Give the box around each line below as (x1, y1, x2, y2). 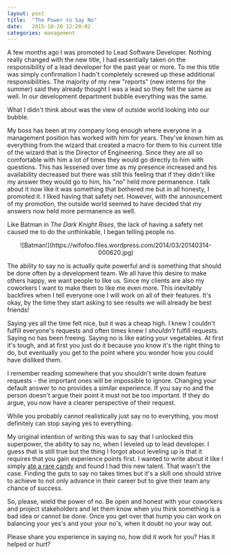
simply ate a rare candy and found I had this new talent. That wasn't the (7, 462, 211, 470)
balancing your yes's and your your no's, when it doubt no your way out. (7, 519, 213, 528)
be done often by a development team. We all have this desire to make (7, 269, 207, 277)
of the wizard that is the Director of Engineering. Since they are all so (7, 148, 203, 157)
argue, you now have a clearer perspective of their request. (7, 398, 176, 407)
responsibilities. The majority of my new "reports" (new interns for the (7, 77, 206, 86)
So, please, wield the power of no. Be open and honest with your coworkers (7, 498, 223, 506)
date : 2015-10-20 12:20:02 (7, 23, 91, 30)
